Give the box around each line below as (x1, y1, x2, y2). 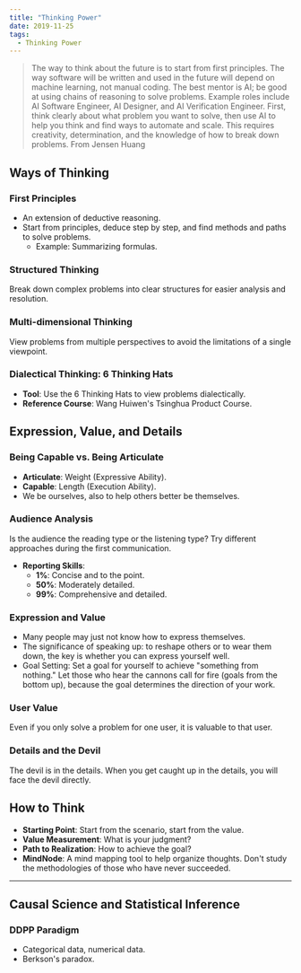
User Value (9, 702, 58, 714)
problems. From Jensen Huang (30, 139, 146, 150)
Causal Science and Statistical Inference (9, 897, 240, 912)
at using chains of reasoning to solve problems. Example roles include (30, 92, 290, 102)
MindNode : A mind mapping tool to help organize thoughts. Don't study (21, 853, 288, 863)
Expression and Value (9, 611, 106, 624)
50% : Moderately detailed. (35, 579, 135, 590)
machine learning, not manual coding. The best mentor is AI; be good (30, 82, 288, 92)
